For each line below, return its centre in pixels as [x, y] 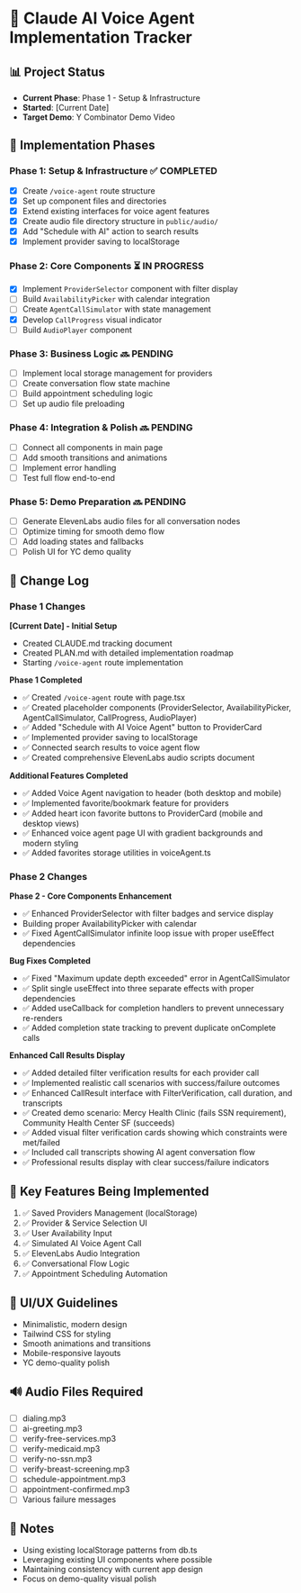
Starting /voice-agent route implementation [103, 662]
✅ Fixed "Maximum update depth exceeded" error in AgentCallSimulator [156, 978]
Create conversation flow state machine [96, 384]
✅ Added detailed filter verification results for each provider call [141, 1073]
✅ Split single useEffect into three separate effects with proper [138, 989]
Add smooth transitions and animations [95, 457]
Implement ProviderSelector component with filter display [130, 289]
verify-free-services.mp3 [69, 1438]
